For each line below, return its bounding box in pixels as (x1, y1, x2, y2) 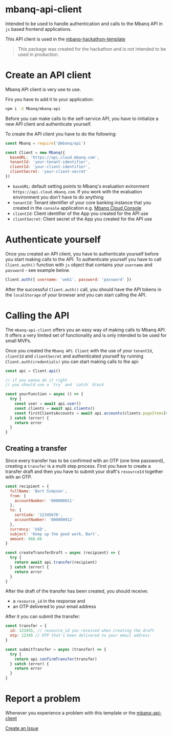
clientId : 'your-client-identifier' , (10, 164, 91, 170)
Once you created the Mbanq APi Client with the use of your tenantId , (5, 347, 154, 353)
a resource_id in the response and (12, 598, 85, 604)
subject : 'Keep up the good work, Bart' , (10, 531, 100, 536)
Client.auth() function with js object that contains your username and (5, 262, 153, 268)
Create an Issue (5, 725, 39, 731)
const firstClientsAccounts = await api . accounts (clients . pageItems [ (14, 410, 166, 416)
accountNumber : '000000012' (14, 517, 74, 523)
